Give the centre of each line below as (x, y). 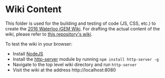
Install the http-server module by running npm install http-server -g (86, 59)
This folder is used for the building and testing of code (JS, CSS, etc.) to (81, 23)
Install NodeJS (28, 54)
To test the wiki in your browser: (39, 44)
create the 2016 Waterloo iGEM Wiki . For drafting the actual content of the (82, 28)
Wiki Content (34, 9)
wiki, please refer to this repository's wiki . (49, 34)
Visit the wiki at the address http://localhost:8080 (64, 70)
